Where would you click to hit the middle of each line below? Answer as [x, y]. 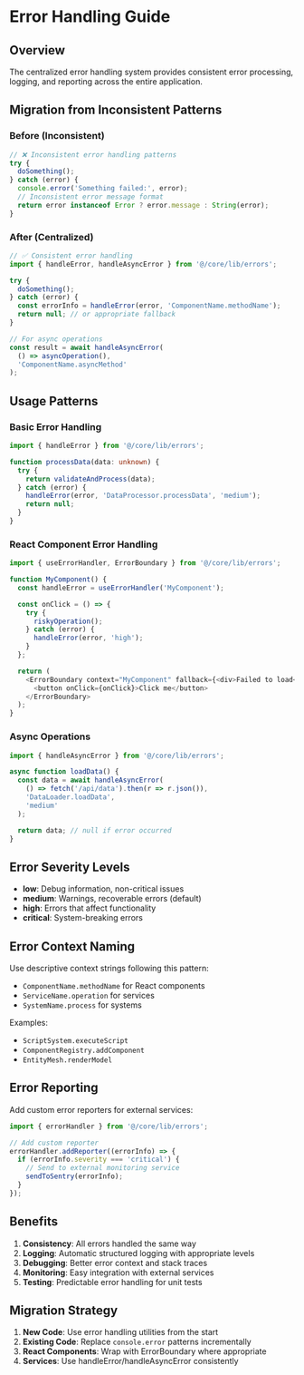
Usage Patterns [54, 401]
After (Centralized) [52, 237]
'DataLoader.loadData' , [71, 797]
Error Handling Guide [90, 17]
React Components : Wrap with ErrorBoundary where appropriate [144, 1351]
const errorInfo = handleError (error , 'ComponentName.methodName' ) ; [149, 306]
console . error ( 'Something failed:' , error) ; [103, 189]
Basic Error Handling [56, 426]
